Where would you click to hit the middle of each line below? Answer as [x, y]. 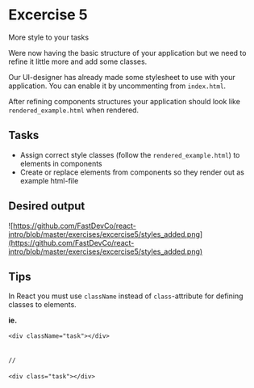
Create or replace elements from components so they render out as [132, 172]
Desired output [47, 207]
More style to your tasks [49, 37]
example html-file [49, 180]
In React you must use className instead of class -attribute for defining [126, 296]
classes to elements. [42, 305]
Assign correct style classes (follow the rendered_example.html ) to [130, 154]
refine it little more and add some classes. [78, 61]
